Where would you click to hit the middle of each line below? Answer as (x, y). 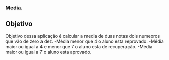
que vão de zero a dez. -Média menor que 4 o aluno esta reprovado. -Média (85, 41)
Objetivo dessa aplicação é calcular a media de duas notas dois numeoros (83, 36)
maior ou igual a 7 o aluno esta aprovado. (48, 52)
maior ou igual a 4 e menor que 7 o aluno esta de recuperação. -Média (79, 46)
